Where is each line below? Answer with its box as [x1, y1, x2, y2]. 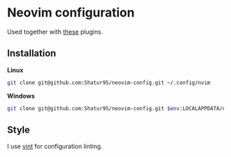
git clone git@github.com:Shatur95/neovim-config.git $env [7, 105, 180, 112]
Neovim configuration [7, 5, 135, 21]
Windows [7, 92, 35, 100]
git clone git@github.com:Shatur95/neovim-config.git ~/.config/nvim [7, 79, 211, 86]
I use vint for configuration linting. [7, 143, 103, 151]
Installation [7, 48, 56, 59]
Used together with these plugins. [7, 28, 103, 36]
